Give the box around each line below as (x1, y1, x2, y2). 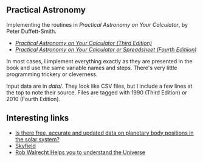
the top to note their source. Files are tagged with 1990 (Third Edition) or (6, 88, 187, 96)
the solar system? (15, 135, 60, 143)
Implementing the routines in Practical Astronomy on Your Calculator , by (6, 21, 188, 28)
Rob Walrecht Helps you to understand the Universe (15, 149, 146, 156)
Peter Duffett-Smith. (6, 27, 57, 35)
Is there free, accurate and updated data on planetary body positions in (15, 129, 194, 136)
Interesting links (6, 113, 69, 124)
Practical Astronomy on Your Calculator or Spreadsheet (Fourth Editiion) (15, 46, 197, 53)
